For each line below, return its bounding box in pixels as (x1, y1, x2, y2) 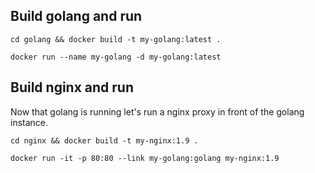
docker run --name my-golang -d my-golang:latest (10, 52, 222, 62)
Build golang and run (10, 8, 143, 25)
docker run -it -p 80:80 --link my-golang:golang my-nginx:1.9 (10, 153, 280, 163)
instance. (10, 116, 49, 128)
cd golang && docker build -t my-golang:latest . (10, 34, 222, 44)
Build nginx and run (10, 79, 134, 96)
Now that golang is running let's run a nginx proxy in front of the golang (10, 105, 305, 118)
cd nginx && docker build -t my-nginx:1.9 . (10, 135, 199, 146)
